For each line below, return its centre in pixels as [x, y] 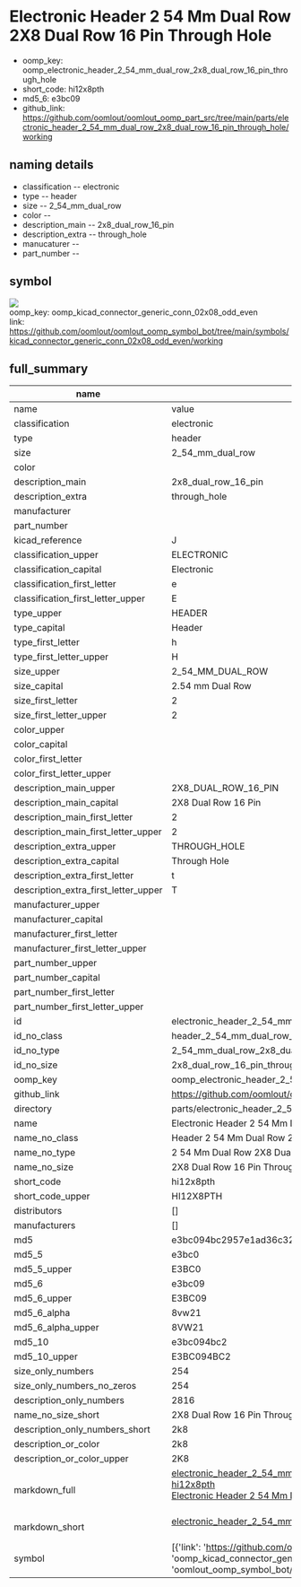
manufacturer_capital [58, 920]
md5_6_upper [43, 1298]
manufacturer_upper [57, 905]
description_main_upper [64, 789]
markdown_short [49, 1527]
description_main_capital [66, 803]
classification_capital [58, 570]
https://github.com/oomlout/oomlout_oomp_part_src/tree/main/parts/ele [155, 118]
